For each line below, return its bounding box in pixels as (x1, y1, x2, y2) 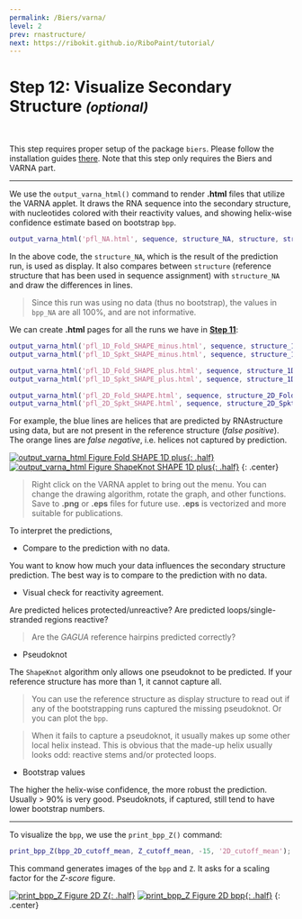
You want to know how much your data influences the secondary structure (9, 560, 286, 571)
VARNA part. (9, 163, 57, 174)
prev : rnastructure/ (9, 30, 87, 39)
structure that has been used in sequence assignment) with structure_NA (9, 270, 280, 281)
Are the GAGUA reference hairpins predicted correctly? (31, 632, 236, 642)
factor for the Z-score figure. (9, 873, 116, 884)
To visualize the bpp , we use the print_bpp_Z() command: (9, 830, 223, 841)
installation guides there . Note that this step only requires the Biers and (9, 153, 272, 164)
